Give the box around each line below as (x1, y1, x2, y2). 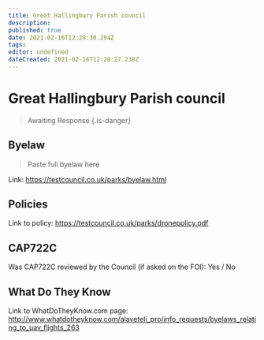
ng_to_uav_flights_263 (8, 323, 80, 332)
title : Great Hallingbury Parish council (8, 11, 147, 20)
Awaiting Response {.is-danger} (27, 115, 132, 125)
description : (8, 19, 51, 27)
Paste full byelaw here (27, 159, 100, 169)
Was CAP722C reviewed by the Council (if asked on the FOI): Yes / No (8, 262, 236, 272)
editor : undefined (8, 48, 69, 56)
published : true (8, 26, 61, 34)
